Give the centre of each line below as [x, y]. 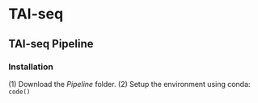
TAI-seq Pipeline [51, 44]
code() [19, 92]
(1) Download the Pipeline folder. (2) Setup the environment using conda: [129, 84]
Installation [31, 67]
